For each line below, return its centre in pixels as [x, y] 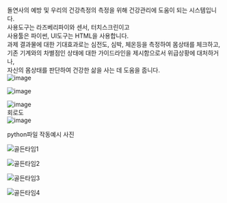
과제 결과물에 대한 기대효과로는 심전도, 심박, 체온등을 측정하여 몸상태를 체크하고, [114, 44]
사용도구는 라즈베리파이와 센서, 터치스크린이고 [68, 27]
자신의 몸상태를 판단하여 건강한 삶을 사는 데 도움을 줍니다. [84, 70]
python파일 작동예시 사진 [41, 134]
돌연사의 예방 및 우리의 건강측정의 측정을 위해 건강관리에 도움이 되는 [97, 10]
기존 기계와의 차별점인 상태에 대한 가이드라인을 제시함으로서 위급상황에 [101, 53]
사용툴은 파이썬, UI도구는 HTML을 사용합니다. [68, 36]
